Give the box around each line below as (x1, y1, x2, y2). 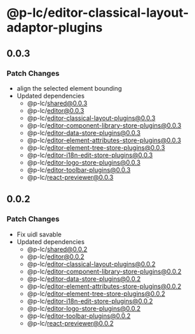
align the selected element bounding (16, 84, 122, 92)
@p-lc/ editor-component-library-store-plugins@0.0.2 (27, 267, 182, 275)
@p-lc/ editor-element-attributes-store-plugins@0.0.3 (27, 136, 182, 144)
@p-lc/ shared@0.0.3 (27, 99, 88, 107)
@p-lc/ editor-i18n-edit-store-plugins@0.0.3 (27, 151, 153, 159)
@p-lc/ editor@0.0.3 (27, 106, 85, 114)
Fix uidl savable (16, 230, 62, 238)
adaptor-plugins (6, 20, 103, 36)
